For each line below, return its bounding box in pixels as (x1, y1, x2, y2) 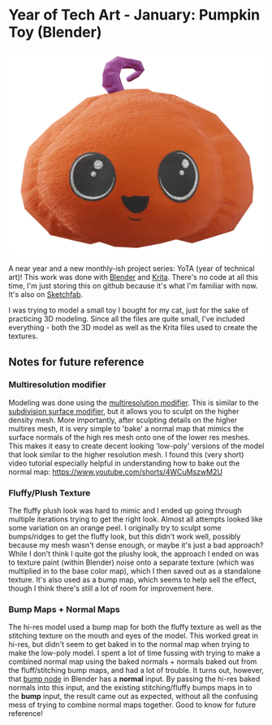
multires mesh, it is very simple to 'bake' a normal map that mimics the (8, 423, 244, 433)
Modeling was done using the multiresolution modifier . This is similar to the (8, 397, 259, 408)
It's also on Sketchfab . (8, 290, 84, 299)
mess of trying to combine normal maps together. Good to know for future (8, 700, 257, 710)
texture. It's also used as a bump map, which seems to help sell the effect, (8, 575, 257, 585)
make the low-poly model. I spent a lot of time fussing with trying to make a (8, 649, 261, 658)
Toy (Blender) (8, 23, 102, 41)
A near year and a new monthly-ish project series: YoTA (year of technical (8, 264, 255, 273)
